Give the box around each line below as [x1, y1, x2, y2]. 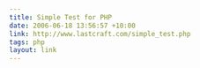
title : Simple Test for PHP [9, 12, 113, 22]
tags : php [9, 37, 46, 47]
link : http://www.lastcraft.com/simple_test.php [9, 29, 191, 38]
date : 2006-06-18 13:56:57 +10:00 [9, 21, 137, 30]
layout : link [9, 46, 57, 55]
